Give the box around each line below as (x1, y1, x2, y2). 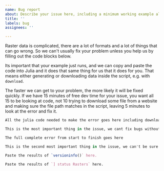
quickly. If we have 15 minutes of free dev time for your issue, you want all (5, 93, 154, 99)
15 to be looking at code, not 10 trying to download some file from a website (5, 98, 158, 104)
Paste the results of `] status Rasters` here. (5, 162, 104, 167)
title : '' (5, 16, 25, 21)
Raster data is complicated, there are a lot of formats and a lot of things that (5, 43, 158, 49)
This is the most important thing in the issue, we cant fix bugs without (5, 127, 161, 132)
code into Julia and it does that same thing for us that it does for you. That (5, 68, 154, 74)
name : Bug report (5, 7, 41, 12)
